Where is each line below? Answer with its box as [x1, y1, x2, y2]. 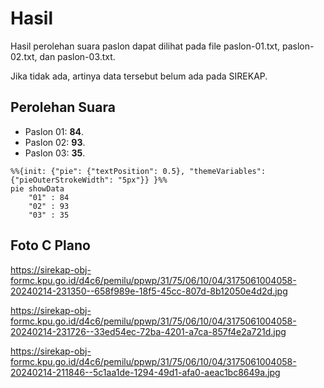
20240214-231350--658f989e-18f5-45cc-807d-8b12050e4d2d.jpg [10, 285, 288, 297]
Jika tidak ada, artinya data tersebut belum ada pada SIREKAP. [10, 70, 268, 82]
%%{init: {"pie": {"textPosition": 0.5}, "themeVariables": [10, 166, 267, 176]
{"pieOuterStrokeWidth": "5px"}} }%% [10, 175, 168, 185]
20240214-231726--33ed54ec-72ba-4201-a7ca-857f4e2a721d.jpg [10, 325, 287, 337]
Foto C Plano [10, 237, 91, 254]
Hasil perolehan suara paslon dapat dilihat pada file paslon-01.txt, [10, 40, 281, 52]
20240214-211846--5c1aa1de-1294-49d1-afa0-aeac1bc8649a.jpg [10, 366, 281, 378]
